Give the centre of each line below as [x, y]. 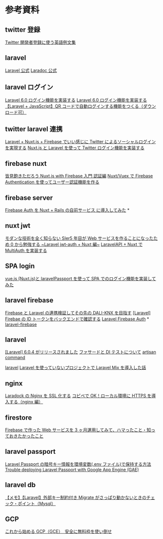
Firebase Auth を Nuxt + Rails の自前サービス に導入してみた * [67, 210]
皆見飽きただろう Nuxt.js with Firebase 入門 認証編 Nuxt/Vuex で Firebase [79, 176]
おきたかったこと [26, 436]
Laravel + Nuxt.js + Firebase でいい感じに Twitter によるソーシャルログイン [81, 142]
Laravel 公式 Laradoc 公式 [31, 70]
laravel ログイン [29, 87]
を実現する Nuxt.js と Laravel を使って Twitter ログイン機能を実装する [75, 148]
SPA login [20, 266]
